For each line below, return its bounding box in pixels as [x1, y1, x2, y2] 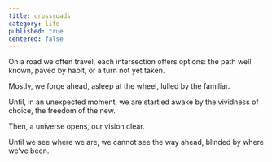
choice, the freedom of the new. [8, 106, 116, 116]
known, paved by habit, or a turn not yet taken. [8, 66, 165, 76]
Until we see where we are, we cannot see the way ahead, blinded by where [8, 138, 265, 147]
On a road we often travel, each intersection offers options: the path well [8, 57, 252, 67]
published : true [8, 27, 64, 35]
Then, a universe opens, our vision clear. [8, 121, 145, 131]
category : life [8, 20, 60, 28]
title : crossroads [8, 11, 71, 20]
